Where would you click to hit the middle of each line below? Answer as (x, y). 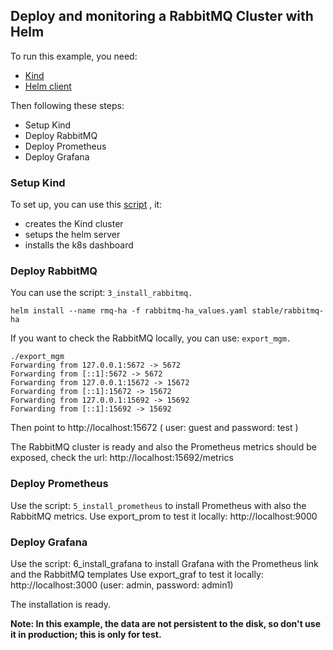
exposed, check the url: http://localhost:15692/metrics (122, 458)
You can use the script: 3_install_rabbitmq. (101, 293)
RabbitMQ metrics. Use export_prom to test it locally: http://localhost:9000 (164, 516)
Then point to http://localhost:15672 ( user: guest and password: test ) (154, 428)
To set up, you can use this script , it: (86, 205)
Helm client (48, 86)
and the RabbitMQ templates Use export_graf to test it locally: (137, 574)
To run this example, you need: (74, 56)
